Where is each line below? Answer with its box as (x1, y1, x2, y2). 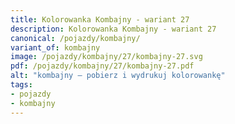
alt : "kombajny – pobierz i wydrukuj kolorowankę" (10, 71, 226, 81)
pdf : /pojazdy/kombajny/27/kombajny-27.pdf (10, 61, 195, 71)
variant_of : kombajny (10, 42, 101, 53)
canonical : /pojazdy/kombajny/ (10, 33, 141, 43)
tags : (10, 80, 33, 90)
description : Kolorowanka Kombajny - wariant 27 (10, 24, 217, 34)
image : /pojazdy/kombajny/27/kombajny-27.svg (10, 52, 203, 62)
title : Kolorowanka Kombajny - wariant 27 (10, 14, 190, 25)
